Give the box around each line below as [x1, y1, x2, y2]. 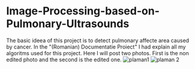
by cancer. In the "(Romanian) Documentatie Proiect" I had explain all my [6, 43, 186, 50]
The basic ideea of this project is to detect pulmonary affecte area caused [6, 37, 190, 44]
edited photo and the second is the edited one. [6, 56, 122, 63]
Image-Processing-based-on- [6, 4, 160, 18]
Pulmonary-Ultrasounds [6, 17, 130, 31]
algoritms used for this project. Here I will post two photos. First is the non [6, 49, 189, 56]
